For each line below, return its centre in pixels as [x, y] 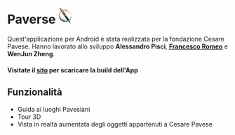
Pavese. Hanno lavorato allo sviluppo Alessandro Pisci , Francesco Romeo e [117, 46]
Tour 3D [29, 117]
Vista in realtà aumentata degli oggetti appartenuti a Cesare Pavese [115, 124]
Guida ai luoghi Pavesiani [54, 109]
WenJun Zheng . [31, 54]
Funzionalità [35, 92]
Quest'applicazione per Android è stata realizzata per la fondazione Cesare [116, 39]
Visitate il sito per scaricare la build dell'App [73, 70]
